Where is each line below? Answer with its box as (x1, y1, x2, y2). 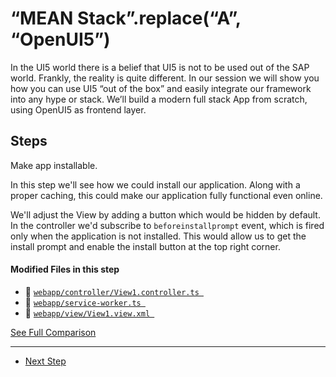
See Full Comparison (10, 326, 97, 338)
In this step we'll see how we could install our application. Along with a (10, 178, 301, 191)
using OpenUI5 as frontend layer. (10, 103, 147, 116)
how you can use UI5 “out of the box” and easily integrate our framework (10, 82, 312, 94)
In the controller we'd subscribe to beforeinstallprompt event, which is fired (10, 219, 325, 231)
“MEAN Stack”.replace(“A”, (10, 7, 242, 30)
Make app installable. (10, 159, 98, 171)
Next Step (24, 355, 67, 367)
